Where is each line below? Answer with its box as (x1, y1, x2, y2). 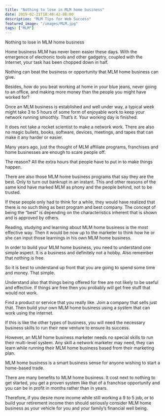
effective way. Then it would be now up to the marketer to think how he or (5, 230, 155, 235)
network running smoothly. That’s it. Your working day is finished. (5, 114, 138, 120)
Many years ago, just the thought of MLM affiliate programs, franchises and (5, 144, 159, 150)
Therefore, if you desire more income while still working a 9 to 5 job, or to (5, 395, 154, 401)
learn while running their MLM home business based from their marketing (5, 345, 154, 351)
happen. (5, 164, 22, 170)
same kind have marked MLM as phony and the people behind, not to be (5, 184, 152, 190)
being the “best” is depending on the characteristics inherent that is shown (5, 210, 157, 216)
